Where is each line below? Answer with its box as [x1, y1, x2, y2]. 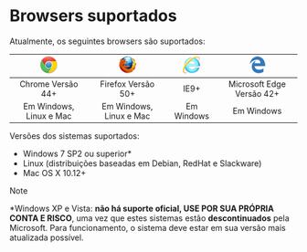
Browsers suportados [9, 5, 177, 26]
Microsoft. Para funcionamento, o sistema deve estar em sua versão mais [9, 223, 286, 234]
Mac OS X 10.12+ [22, 168, 87, 179]
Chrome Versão [19, 79, 79, 89]
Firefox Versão [100, 79, 155, 89]
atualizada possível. [9, 232, 84, 243]
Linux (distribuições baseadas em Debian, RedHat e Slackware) [22, 158, 262, 169]
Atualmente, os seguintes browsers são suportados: [9, 36, 206, 47]
